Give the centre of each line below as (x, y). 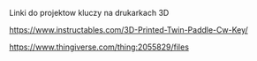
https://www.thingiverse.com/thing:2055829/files (99, 47)
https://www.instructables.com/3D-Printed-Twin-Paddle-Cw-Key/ (129, 30)
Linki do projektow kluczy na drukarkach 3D (89, 13)
